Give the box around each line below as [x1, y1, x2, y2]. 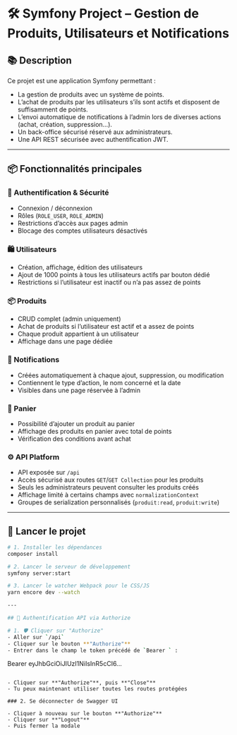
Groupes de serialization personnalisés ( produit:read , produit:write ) [17, 498, 220, 506]
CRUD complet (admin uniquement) [17, 315, 121, 323]
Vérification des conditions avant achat [17, 435, 132, 443]
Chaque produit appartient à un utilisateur [17, 329, 140, 339]
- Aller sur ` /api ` [7, 633, 65, 640]
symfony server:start [7, 569, 71, 577]
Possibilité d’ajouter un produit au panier [17, 419, 135, 427]
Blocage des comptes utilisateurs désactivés [17, 226, 148, 235]
